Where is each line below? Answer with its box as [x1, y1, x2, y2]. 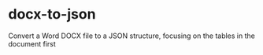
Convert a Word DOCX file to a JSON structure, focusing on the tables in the [8, 31, 256, 40]
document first [8, 39, 57, 48]
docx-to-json [8, 5, 96, 23]
